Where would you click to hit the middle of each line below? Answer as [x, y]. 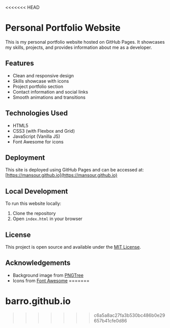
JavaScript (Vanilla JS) [36, 136]
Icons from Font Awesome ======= [51, 280]
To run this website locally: [33, 203]
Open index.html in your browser [48, 219]
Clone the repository [34, 214]
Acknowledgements [38, 263]
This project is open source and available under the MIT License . [73, 247]
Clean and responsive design [43, 75]
